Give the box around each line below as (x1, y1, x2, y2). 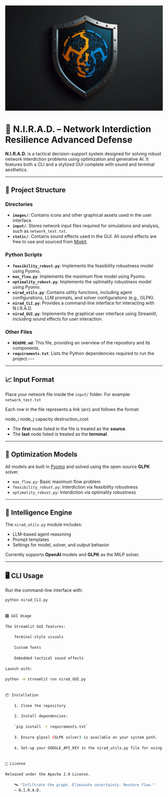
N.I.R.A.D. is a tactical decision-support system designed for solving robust (5, 151, 161, 157)
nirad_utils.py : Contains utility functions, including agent (12, 289, 132, 295)
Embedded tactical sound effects (14, 655, 84, 661)
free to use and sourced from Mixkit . (12, 239, 88, 245)
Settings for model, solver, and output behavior (12, 542, 110, 548)
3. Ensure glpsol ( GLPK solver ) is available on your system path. (14, 734, 157, 740)
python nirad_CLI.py (5, 598, 48, 603)
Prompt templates (12, 537, 49, 543)
